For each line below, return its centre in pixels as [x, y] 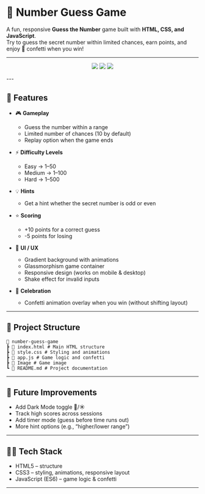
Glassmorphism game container [64, 266]
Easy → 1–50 [40, 166]
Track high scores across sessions [59, 414]
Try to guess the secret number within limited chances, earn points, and [97, 42]
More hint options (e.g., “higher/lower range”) [72, 426]
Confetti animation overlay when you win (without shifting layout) [106, 302]
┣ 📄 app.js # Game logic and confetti [56, 358]
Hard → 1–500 [42, 179]
